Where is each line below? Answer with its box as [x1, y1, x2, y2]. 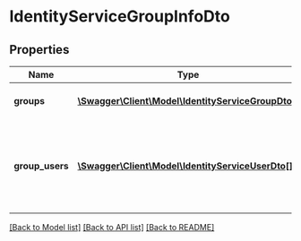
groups [13, 95, 46, 107]
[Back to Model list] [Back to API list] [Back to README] [9, 222, 215, 232]
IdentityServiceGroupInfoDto [9, 6, 230, 27]
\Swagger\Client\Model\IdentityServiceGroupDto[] [77, 95, 299, 107]
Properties [9, 42, 70, 57]
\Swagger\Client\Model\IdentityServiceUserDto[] [77, 159, 293, 172]
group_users [13, 159, 69, 172]
